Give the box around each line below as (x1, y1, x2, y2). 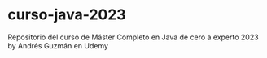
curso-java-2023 (7, 6, 127, 24)
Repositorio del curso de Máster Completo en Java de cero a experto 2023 (7, 32, 259, 42)
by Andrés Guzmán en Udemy (7, 40, 109, 50)
